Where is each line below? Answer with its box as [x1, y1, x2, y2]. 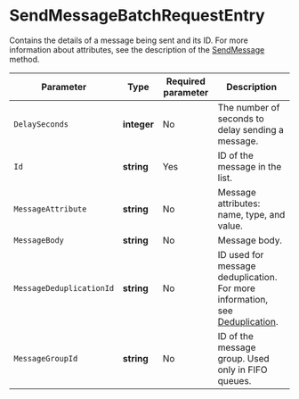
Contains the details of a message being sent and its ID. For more [9, 35, 249, 46]
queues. [217, 374, 252, 387]
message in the [217, 160, 282, 172]
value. [217, 220, 243, 232]
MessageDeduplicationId [13, 283, 115, 293]
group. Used [217, 352, 270, 364]
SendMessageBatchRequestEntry [9, 5, 265, 26]
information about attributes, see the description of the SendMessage [9, 44, 265, 54]
